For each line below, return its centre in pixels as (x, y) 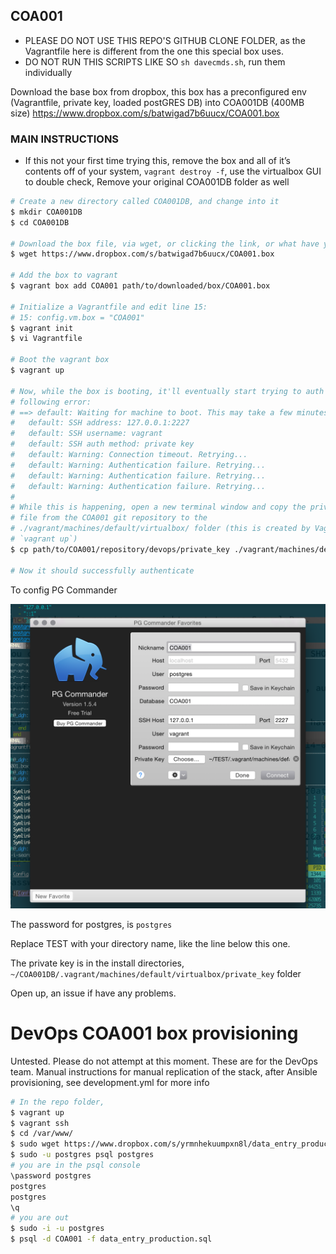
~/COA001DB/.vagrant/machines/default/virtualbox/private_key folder (156, 973)
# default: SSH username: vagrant (86, 434)
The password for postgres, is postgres (91, 924)
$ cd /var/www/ (42, 1134)
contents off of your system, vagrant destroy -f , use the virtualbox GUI (173, 171)
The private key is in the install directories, (97, 963)
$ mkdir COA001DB (46, 212)
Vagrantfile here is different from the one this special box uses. (154, 51)
